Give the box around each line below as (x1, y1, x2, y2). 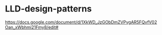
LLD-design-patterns (5, 3, 92, 14)
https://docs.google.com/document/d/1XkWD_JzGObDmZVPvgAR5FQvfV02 (5, 19, 157, 25)
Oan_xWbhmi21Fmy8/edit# (5, 24, 59, 30)
